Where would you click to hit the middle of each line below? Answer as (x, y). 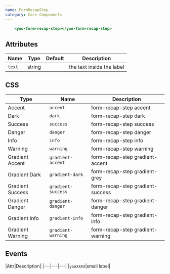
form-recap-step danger (121, 132)
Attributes (22, 44)
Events (16, 254)
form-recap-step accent (121, 108)
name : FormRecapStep (27, 10)
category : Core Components (34, 15)
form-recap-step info (117, 141)
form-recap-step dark (118, 116)
